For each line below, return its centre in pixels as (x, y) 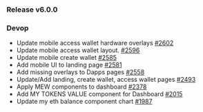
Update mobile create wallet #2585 (67, 58)
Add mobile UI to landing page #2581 (69, 65)
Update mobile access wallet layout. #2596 (78, 50)
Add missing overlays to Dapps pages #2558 (80, 72)
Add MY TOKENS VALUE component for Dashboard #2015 (99, 94)
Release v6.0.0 (32, 10)
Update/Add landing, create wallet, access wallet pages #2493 (106, 80)
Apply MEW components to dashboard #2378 (81, 87)
